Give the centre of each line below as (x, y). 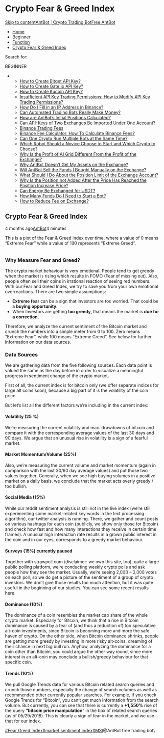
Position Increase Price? (44, 185)
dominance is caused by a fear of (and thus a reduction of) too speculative (80, 626)
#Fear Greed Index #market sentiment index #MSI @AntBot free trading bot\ (80, 730)
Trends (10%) (19, 673)
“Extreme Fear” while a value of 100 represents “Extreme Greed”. (70, 243)
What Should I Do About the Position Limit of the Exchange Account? (89, 175)
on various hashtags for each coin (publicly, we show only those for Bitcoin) (82, 524)
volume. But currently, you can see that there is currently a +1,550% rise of (81, 705)
